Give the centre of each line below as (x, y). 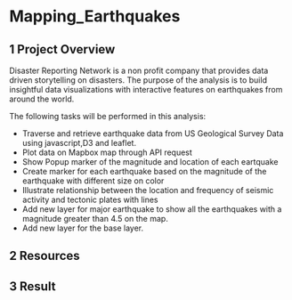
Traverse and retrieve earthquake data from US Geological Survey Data (153, 134)
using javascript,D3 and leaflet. (79, 143)
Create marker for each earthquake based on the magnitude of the (144, 171)
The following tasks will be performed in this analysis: (108, 116)
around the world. (42, 99)
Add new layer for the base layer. (83, 228)
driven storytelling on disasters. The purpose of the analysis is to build (138, 80)
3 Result (32, 286)
